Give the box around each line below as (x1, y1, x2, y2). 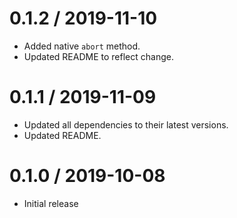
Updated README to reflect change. (23, 50, 174, 62)
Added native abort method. (23, 40, 141, 52)
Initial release (23, 197, 79, 209)
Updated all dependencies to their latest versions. (23, 118, 229, 131)
